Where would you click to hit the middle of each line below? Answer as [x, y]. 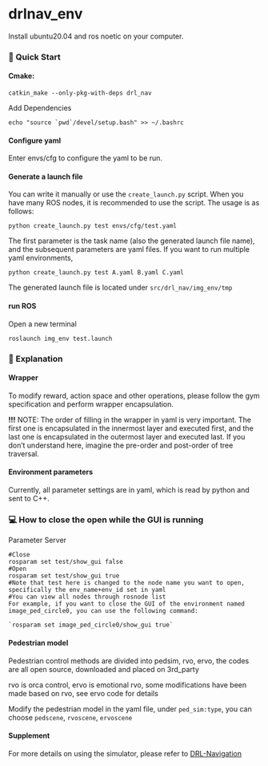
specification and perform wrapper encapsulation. [91, 404]
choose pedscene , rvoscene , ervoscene [70, 717]
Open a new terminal [43, 324]
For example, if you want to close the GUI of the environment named [127, 604]
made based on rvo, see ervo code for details [83, 693]
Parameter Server [37, 540]
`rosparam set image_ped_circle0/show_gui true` [91, 625]
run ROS [22, 306]
